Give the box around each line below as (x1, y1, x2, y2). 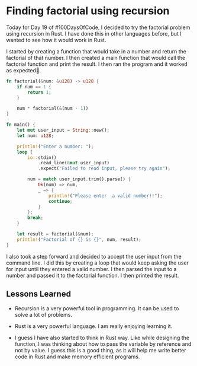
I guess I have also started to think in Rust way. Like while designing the (14, 334, 190, 341)
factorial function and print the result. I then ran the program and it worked (6, 61, 188, 68)
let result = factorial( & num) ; (17, 231, 94, 237)
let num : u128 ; (17, 132, 54, 139)
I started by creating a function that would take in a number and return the (6, 47, 186, 55)
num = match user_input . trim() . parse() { (27, 176, 131, 182)
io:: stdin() (27, 154, 57, 161)
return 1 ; (27, 89, 51, 96)
